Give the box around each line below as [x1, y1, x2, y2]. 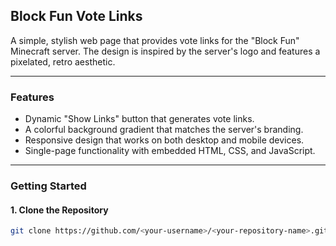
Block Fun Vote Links [10, 8, 143, 25]
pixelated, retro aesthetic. [10, 55, 116, 68]
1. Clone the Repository [10, 204, 109, 216]
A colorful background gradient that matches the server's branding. [24, 124, 304, 136]
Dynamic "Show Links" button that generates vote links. [24, 113, 255, 125]
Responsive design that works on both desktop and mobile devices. [24, 134, 305, 146]
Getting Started [10, 179, 87, 193]
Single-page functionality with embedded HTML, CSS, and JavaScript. [24, 145, 316, 157]
